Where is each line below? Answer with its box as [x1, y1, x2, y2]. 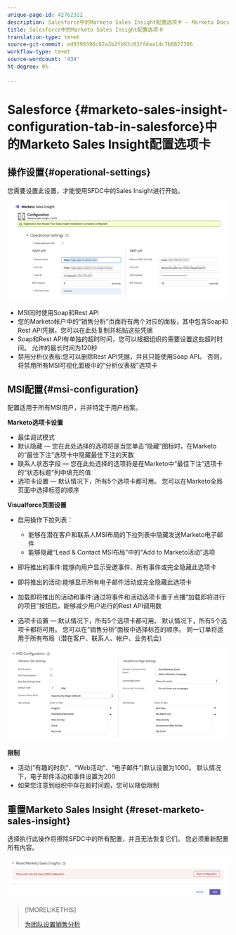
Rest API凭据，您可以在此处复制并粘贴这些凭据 [17, 326, 153, 334]
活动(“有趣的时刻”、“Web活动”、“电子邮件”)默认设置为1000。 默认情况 [17, 764, 221, 772]
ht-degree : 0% [7, 63, 49, 70]
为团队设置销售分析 [24, 920, 81, 928]
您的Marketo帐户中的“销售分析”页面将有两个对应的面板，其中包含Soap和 [17, 317, 228, 326]
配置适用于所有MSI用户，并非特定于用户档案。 [7, 404, 142, 412]
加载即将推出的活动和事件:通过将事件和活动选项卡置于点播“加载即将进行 [17, 593, 225, 602]
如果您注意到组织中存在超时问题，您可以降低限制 [17, 781, 159, 790]
